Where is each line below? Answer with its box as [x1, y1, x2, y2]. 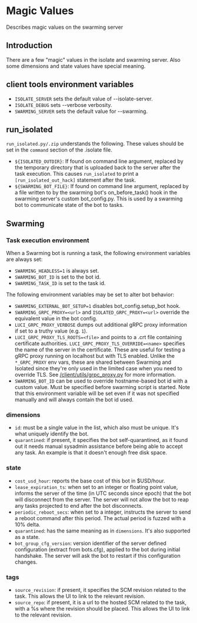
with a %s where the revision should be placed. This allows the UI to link [14, 605, 190, 612]
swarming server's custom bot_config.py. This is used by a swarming [14, 195, 183, 202]
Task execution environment [6, 236, 89, 244]
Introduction [6, 41, 53, 51]
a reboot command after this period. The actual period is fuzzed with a [14, 514, 186, 521]
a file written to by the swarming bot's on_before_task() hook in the [14, 189, 178, 196]
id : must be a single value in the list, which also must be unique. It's [14, 424, 179, 431]
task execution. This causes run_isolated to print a [14, 170, 139, 177]
